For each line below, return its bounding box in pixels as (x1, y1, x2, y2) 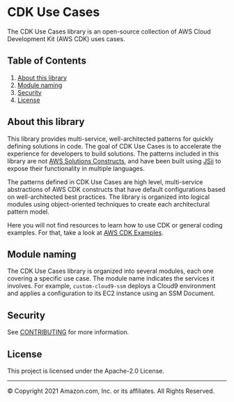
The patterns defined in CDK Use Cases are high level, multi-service (7, 177, 203, 186)
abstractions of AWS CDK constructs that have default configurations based (7, 185, 226, 193)
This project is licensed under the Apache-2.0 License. (7, 367, 165, 375)
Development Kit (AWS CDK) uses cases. (7, 34, 125, 43)
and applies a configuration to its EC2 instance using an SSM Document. (7, 289, 216, 297)
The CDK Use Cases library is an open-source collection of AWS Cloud (7, 27, 211, 36)
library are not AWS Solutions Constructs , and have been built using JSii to (7, 156, 221, 165)
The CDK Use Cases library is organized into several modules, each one (7, 267, 214, 276)
